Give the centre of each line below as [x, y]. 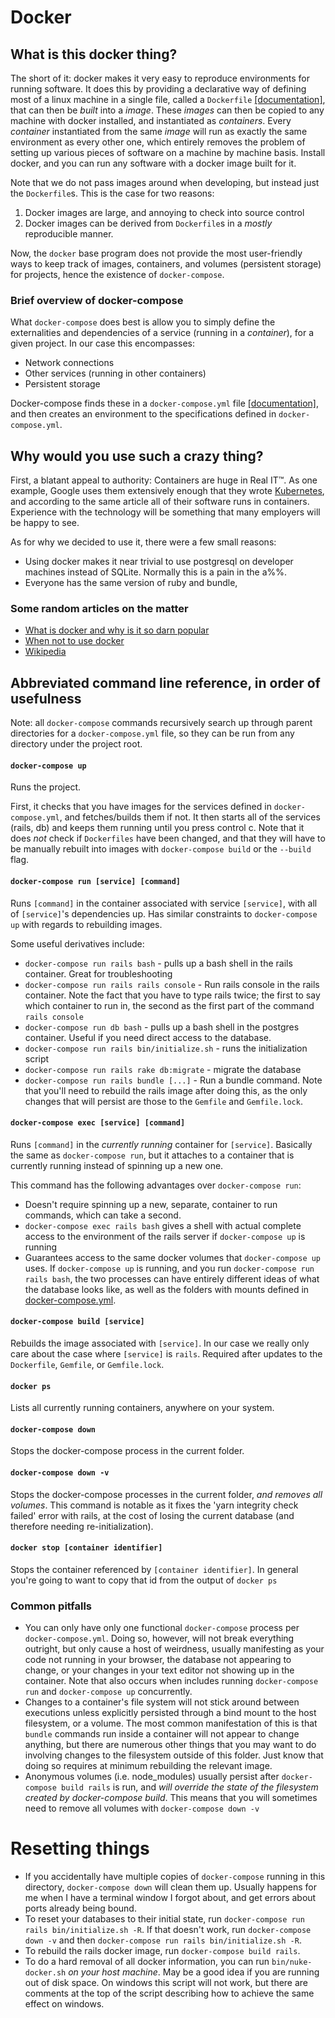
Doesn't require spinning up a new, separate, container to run [151, 1204]
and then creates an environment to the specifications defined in [143, 414]
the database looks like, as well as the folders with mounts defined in [167, 1289]
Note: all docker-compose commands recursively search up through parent [161, 723]
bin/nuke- [292, 1962]
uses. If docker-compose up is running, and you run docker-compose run [169, 1268]
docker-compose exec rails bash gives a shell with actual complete [163, 1225]
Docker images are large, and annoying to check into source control [164, 212]
